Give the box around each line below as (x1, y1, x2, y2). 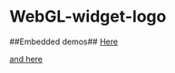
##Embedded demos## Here (9, 36, 119, 47)
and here (9, 53, 44, 64)
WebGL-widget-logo (9, 6, 167, 27)
